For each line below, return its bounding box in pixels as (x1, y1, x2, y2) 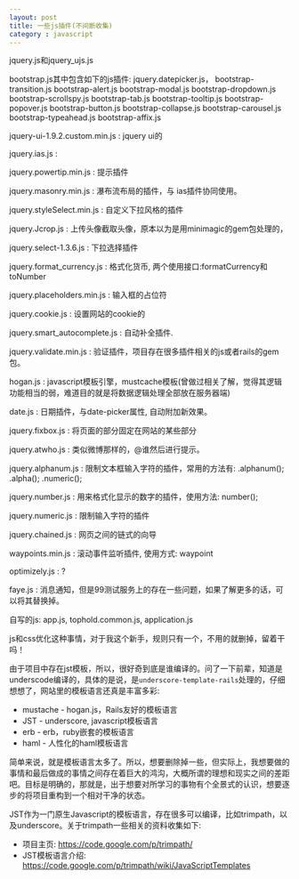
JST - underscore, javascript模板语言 (21, 715, 158, 726)
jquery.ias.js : (9, 149, 58, 159)
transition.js (9, 84, 53, 94)
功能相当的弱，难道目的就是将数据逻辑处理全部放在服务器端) (9, 388, 231, 399)
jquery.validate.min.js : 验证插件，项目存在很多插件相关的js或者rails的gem (9, 346, 279, 357)
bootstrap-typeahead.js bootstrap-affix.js (9, 112, 162, 123)
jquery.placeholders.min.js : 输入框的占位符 (9, 290, 167, 301)
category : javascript (9, 29, 93, 38)
